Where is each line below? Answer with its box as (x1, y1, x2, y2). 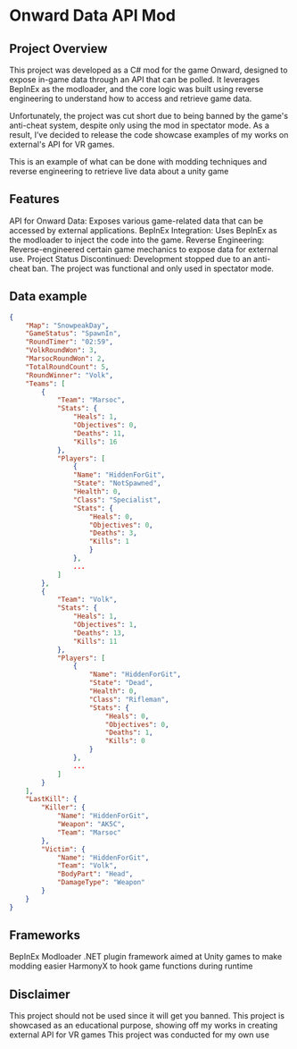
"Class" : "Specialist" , (72, 495, 162, 504)
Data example (9, 289, 87, 304)
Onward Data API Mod (9, 5, 177, 26)
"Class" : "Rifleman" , (88, 695, 169, 704)
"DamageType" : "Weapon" (56, 878, 145, 887)
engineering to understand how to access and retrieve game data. (9, 93, 252, 104)
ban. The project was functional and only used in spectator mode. (31, 263, 275, 274)
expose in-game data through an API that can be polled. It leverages (9, 74, 260, 85)
